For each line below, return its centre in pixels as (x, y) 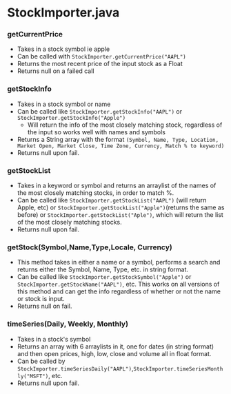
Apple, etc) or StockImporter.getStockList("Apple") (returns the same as (121, 207)
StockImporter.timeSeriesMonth (178, 369)
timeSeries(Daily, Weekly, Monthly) (68, 324)
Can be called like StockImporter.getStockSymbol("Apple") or (104, 277)
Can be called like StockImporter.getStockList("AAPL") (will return (112, 200)
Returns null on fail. (44, 306)
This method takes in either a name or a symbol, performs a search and (119, 262)
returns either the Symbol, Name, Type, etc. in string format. (102, 269)
